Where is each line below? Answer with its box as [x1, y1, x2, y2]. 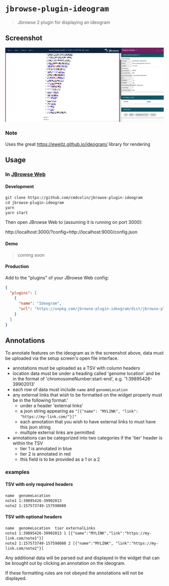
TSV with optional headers [5, 514, 62, 520]
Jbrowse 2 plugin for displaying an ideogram [17, 19, 111, 25]
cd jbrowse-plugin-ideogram [5, 200, 64, 206]
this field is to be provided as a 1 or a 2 [20, 456, 100, 462]
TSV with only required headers [5, 481, 73, 487]
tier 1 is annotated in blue [20, 445, 72, 452]
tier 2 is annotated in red [20, 451, 71, 457]
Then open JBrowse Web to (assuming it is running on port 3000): [5, 219, 143, 225]
